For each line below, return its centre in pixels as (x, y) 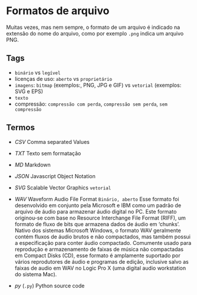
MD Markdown (33, 165)
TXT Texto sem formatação (48, 153)
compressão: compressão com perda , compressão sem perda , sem (91, 104)
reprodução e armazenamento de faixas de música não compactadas (99, 249)
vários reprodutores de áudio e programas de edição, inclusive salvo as (101, 261)
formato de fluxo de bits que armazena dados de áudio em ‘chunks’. (97, 224)
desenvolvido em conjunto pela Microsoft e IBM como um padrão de (98, 205)
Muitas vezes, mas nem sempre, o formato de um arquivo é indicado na (93, 27)
